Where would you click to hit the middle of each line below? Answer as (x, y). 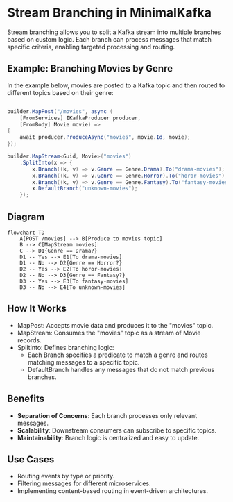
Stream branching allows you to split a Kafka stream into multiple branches (114, 32)
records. (29, 340)
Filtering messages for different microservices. (84, 483)
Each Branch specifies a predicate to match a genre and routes (118, 355)
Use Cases (31, 459)
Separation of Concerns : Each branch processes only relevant (107, 415)
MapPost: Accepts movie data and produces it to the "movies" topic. (115, 325)
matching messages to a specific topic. (84, 362)
